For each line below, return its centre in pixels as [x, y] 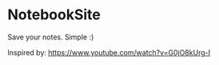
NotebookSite [54, 15]
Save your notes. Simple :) [51, 37]
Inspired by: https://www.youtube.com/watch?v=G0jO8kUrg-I [109, 52]
